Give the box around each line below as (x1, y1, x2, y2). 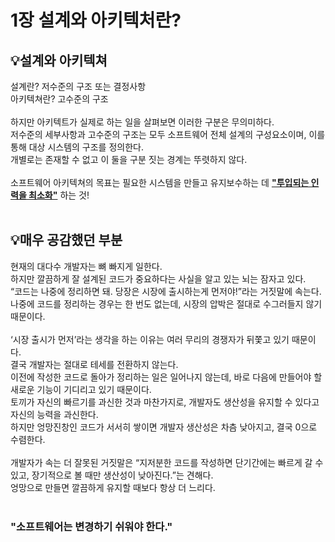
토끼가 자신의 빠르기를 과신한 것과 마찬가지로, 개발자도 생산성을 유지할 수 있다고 (10, 396, 320, 408)
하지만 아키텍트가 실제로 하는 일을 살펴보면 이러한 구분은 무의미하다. (10, 116, 275, 128)
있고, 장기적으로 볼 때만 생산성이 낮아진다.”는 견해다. (10, 469, 214, 481)
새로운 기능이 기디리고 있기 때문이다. (10, 383, 152, 395)
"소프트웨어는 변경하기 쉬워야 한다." (10, 519, 173, 533)
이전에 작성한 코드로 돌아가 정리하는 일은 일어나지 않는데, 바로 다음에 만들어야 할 (10, 371, 323, 383)
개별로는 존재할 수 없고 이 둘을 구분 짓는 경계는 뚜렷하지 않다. (10, 154, 248, 165)
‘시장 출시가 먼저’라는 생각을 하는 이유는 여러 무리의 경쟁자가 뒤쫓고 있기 (10, 333, 290, 345)
